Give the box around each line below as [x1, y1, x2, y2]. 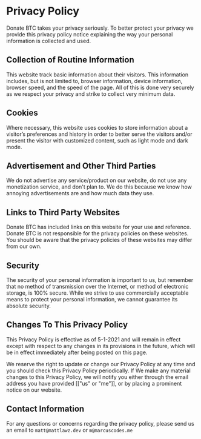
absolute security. [6, 302, 51, 309]
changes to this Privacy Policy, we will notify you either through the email [6, 373, 189, 380]
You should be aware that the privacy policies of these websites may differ [6, 236, 193, 244]
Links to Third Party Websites [6, 207, 120, 218]
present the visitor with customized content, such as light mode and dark [6, 136, 189, 144]
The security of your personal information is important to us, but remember [6, 276, 194, 283]
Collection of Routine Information [6, 55, 134, 65]
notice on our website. [6, 386, 62, 394]
